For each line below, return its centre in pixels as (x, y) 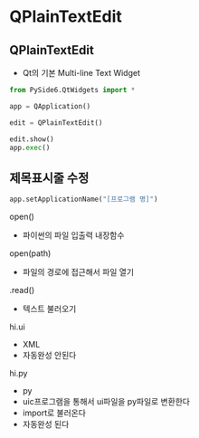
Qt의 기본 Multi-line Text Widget (81, 73)
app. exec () (30, 148)
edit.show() (32, 139)
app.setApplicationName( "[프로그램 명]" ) (84, 200)
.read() (22, 290)
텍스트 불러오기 (49, 309)
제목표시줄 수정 (49, 178)
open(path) (30, 253)
